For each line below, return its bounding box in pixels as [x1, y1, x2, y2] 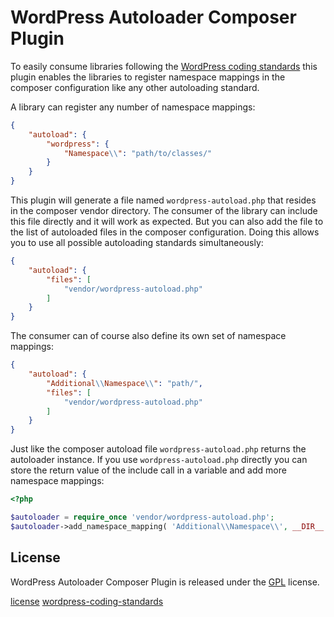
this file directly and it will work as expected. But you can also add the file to [10, 216, 324, 228]
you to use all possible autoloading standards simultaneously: [10, 237, 264, 249]
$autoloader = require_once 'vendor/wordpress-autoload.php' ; [10, 512, 275, 523]
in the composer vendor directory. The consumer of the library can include [10, 205, 318, 217]
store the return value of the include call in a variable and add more [10, 464, 287, 476]
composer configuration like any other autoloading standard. [10, 81, 260, 93]
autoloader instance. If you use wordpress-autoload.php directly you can [10, 454, 308, 466]
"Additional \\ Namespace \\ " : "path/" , [46, 378, 203, 388]
